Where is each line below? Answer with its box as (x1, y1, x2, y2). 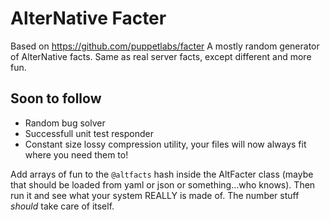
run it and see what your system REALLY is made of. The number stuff (10, 189, 300, 201)
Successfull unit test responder (24, 127, 154, 139)
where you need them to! (24, 148, 129, 161)
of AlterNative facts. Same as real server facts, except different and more (10, 50, 312, 62)
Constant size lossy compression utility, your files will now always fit (24, 138, 307, 150)
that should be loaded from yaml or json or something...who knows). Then (10, 178, 316, 191)
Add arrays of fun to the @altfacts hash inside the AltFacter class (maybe (10, 168, 314, 180)
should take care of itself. (10, 200, 115, 212)
